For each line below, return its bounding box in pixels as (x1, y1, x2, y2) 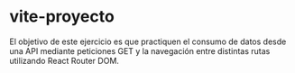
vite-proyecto (9, 6, 115, 27)
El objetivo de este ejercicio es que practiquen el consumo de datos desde (9, 36, 287, 47)
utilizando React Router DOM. (9, 55, 120, 66)
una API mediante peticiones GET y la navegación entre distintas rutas (9, 45, 271, 56)
